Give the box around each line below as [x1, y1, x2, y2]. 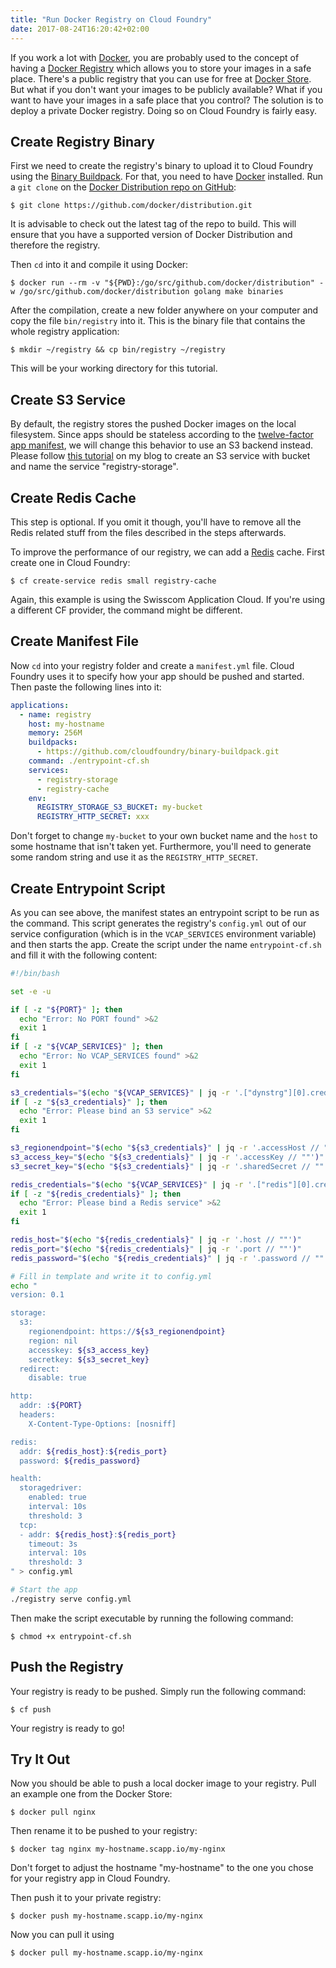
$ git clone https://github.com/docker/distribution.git [10, 201, 253, 211]
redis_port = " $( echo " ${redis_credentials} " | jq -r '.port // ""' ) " [10, 1244, 302, 1254]
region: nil [28, 1336, 78, 1346]
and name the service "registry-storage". [10, 461, 179, 473]
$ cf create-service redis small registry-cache [10, 576, 217, 586]
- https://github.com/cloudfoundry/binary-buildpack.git [36, 747, 280, 757]
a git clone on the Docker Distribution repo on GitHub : [10, 181, 237, 193]
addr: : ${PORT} [19, 1401, 83, 1411]
